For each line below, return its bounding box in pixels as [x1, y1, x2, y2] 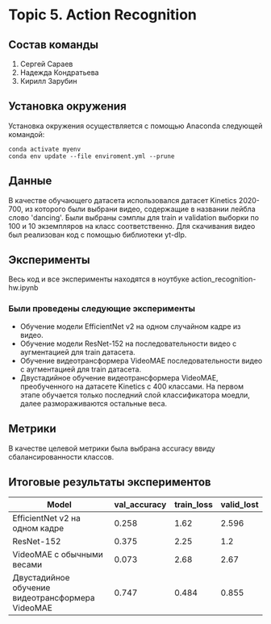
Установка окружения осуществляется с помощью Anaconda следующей [8, 121, 263, 131]
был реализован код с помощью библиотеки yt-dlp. [8, 230, 187, 239]
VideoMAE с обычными [12, 549, 103, 560]
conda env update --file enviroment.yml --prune [8, 152, 175, 160]
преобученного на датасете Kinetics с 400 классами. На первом [19, 381, 244, 391]
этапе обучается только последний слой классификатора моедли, [19, 389, 250, 400]
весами [12, 559, 43, 570]
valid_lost [220, 499, 259, 510]
